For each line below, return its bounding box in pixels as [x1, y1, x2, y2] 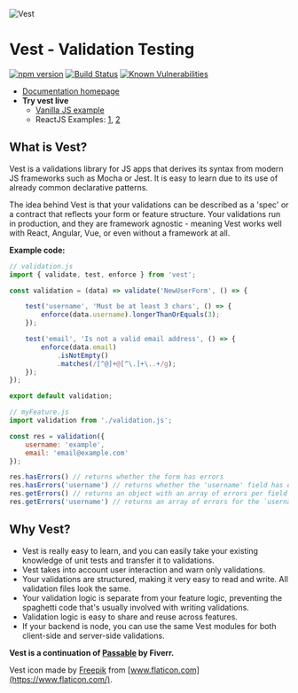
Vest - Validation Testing [9, 40, 195, 59]
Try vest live [21, 95, 69, 105]
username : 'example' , [25, 440, 105, 449]
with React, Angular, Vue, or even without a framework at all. [9, 227, 231, 238]
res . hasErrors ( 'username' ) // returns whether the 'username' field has [9, 481, 284, 490]
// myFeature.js [9, 408, 69, 417]
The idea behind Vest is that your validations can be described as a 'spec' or [9, 199, 289, 210]
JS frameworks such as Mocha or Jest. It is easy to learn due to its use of [9, 173, 278, 183]
